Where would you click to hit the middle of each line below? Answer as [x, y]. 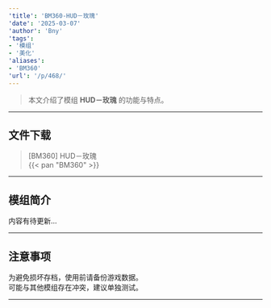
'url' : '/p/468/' [38, 76]
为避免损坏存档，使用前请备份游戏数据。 [75, 277]
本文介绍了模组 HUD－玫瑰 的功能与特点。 [98, 100]
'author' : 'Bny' [35, 31]
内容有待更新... [33, 221]
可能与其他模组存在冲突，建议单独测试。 [75, 288]
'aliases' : [27, 61]
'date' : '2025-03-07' [45, 23]
